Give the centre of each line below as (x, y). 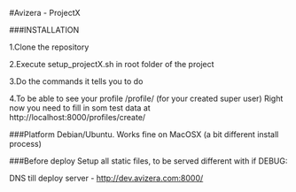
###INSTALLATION (44, 30)
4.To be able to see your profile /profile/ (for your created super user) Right (146, 98)
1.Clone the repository (49, 47)
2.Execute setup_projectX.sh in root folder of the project (112, 64)
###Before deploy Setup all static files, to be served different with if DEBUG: (148, 161)
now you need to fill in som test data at (80, 108)
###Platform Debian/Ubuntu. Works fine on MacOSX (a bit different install (144, 134)
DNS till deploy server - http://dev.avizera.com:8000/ (106, 178)
